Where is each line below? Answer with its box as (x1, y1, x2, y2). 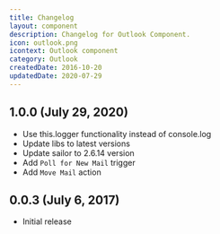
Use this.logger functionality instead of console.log (22, 128, 212, 139)
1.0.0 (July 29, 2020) (9, 105, 128, 120)
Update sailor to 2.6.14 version (22, 147, 135, 158)
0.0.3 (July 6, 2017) (9, 192, 120, 207)
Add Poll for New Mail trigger (22, 157, 136, 168)
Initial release (22, 216, 72, 227)
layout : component (9, 22, 78, 30)
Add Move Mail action (22, 167, 101, 178)
